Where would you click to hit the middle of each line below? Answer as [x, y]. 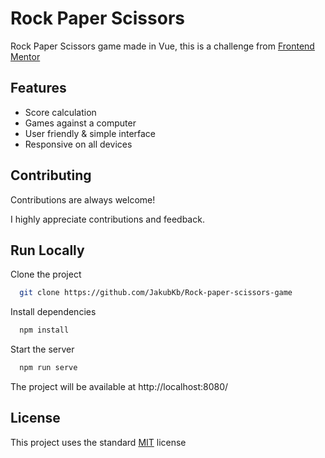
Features [38, 88]
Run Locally [47, 250]
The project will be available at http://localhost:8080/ [119, 386]
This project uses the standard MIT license [98, 442]
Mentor [25, 56]
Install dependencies [53, 312]
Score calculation [60, 112]
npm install [44, 330]
